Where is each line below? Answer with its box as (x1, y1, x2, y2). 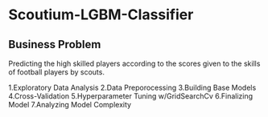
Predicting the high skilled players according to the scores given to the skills (8, 58, 261, 68)
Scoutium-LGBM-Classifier (8, 6, 194, 24)
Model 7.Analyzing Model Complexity (8, 100, 131, 109)
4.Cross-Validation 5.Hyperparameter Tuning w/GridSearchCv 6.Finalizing (8, 91, 254, 101)
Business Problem (8, 38, 101, 51)
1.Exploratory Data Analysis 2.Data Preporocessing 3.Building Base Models (8, 83, 257, 92)
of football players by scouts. (8, 67, 105, 77)
